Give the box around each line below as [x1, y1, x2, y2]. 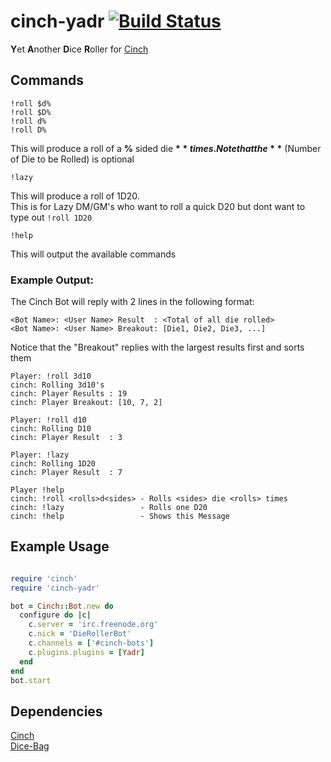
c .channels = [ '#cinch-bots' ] [28, 638, 155, 649]
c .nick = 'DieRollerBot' [28, 629, 132, 639]
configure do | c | [19, 610, 92, 620]
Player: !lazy [10, 450, 70, 460]
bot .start [10, 675, 52, 685]
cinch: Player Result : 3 [10, 433, 123, 443]
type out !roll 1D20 [10, 211, 93, 223]
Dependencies [10, 703, 103, 720]
